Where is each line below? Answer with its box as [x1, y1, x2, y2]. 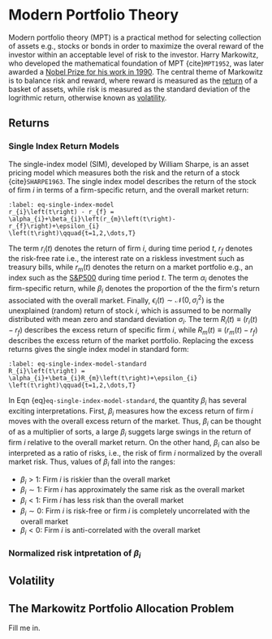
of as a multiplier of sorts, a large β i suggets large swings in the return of [8, 427, 252, 439]
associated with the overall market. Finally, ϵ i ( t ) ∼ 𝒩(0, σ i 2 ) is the [8, 294, 225, 307]
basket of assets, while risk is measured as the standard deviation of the [8, 84, 251, 94]
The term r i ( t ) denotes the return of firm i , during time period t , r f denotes [8, 243, 253, 255]
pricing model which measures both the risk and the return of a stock [8, 168, 240, 178]
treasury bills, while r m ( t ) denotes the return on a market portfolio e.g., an [8, 262, 253, 274]
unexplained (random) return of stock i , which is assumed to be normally [8, 306, 252, 315]
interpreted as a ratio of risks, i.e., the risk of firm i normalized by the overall [8, 448, 262, 457]
